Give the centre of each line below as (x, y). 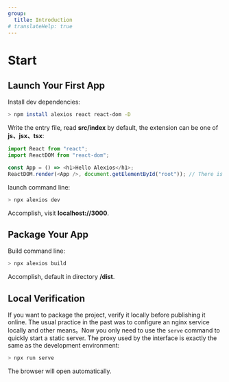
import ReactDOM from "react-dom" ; (59, 155)
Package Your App (48, 235)
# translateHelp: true (40, 26)
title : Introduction (43, 20)
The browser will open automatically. (60, 371)
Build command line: (37, 251)
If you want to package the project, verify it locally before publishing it (107, 315)
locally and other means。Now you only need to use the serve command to (114, 330)
